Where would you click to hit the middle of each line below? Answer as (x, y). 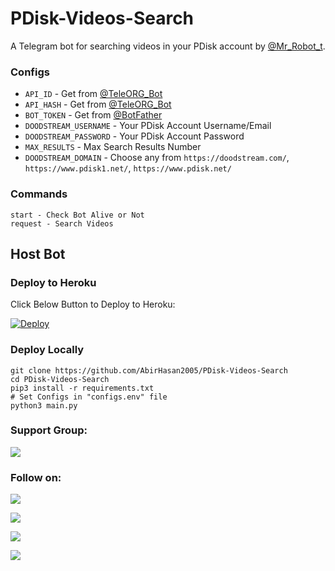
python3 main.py (44, 405)
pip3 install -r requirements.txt (82, 388)
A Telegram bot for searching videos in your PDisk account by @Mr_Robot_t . (168, 46)
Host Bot (38, 253)
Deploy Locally (47, 350)
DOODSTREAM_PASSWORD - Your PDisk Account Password (134, 136)
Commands (39, 194)
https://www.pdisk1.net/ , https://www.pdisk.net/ (128, 168)
